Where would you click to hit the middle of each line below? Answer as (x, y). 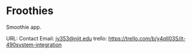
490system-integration (34, 45)
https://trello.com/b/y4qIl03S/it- (147, 38)
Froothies (30, 11)
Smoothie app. (24, 27)
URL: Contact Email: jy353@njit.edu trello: (57, 38)
